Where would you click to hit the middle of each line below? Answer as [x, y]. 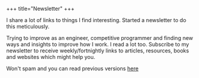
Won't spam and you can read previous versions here [72, 68]
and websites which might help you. [51, 57]
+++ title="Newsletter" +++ [41, 9]
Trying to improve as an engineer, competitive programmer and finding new [100, 38]
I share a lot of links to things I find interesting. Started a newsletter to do [96, 20]
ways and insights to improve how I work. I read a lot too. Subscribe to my [98, 44]
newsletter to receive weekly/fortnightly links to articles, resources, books [98, 51]
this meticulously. [28, 26]
